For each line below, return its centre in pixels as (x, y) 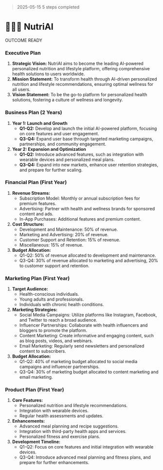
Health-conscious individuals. (49, 294)
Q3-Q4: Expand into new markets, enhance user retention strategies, (89, 164)
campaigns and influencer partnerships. (59, 367)
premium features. (38, 203)
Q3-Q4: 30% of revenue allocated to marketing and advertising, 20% (89, 260)
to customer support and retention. (54, 266)
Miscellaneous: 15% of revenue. (51, 245)
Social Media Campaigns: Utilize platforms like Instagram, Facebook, (88, 315)
